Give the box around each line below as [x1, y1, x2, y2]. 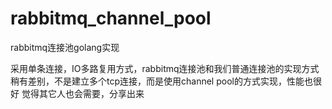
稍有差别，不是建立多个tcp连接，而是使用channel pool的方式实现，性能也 [10, 75, 313, 87]
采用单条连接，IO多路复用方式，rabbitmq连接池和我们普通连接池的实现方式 [10, 62, 320, 74]
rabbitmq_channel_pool [10, 7, 212, 30]
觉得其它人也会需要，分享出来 [21, 87, 145, 99]
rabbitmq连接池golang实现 [10, 41, 120, 53]
